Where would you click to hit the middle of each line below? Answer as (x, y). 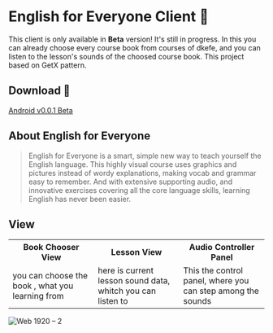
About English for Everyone (80, 136)
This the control (213, 270)
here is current (126, 270)
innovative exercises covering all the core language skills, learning (139, 190)
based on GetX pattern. (48, 65)
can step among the (221, 291)
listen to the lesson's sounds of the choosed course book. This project (126, 56)
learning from (38, 296)
